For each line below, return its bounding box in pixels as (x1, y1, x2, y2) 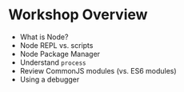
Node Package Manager (19, 49, 101, 58)
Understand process (19, 58, 86, 67)
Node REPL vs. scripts (19, 40, 94, 50)
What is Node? (19, 32, 69, 42)
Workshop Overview (8, 6, 148, 24)
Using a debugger (19, 74, 80, 84)
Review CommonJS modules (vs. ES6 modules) (19, 66, 178, 75)
